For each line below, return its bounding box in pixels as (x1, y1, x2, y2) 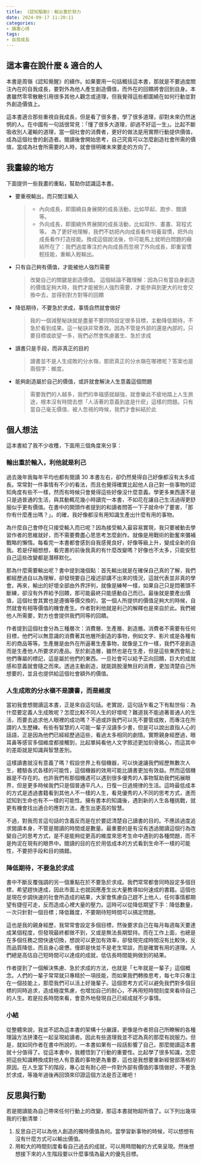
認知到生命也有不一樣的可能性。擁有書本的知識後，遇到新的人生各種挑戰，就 (6, 797, 196, 804)
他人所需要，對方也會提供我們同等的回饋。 (6, 612, 112, 619)
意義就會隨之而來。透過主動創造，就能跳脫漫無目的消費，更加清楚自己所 (16, 662, 196, 669)
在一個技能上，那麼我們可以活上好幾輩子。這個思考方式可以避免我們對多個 (6, 979, 191, 987)
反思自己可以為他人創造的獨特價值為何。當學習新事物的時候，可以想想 (14, 1127, 189, 1135)
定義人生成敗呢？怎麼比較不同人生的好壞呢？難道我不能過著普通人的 (22, 709, 191, 716)
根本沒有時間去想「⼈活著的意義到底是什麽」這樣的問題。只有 (40, 398, 194, 405)
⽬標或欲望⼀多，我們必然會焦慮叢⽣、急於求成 (35, 332, 151, 339)
